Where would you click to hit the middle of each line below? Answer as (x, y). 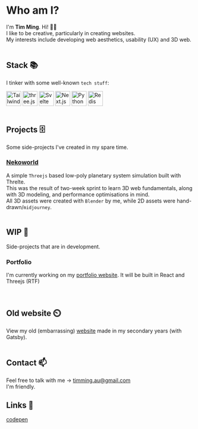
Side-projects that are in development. (53, 246)
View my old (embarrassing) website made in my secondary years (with (94, 331)
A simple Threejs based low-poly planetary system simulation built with (94, 175)
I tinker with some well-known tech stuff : (58, 83)
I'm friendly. (21, 386)
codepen (17, 419)
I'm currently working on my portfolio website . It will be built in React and (95, 275)
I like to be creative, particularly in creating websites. (71, 33)
